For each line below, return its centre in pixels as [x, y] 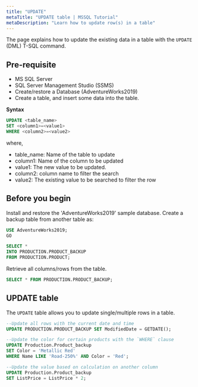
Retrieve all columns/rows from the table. [56, 269]
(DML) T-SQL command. [36, 46]
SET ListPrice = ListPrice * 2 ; [46, 378]
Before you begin [39, 199]
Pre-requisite [31, 65]
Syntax [15, 110]
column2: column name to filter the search [67, 173]
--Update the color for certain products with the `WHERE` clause [90, 340]
